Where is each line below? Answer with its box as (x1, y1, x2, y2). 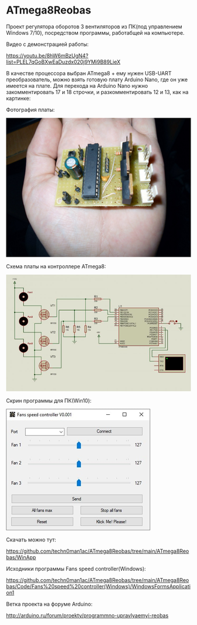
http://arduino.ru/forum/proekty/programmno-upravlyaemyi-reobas (6, 612, 169, 619)
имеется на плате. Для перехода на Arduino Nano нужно (6, 82, 148, 89)
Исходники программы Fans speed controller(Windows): (6, 566, 147, 573)
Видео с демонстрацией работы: (6, 41, 89, 48)
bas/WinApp (6, 554, 36, 561)
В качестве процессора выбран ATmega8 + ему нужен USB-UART (6, 69, 172, 77)
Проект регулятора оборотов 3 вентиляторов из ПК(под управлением (6, 23, 183, 30)
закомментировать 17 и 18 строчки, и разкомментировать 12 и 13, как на (6, 88, 189, 95)
